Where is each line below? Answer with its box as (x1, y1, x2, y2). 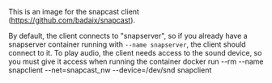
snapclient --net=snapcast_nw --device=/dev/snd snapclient (8, 65, 212, 75)
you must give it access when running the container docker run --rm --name (8, 56, 264, 66)
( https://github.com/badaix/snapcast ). (8, 15, 136, 25)
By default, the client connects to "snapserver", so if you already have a (8, 31, 249, 40)
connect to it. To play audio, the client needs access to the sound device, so (8, 48, 262, 57)
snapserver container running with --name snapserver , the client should (8, 39, 246, 49)
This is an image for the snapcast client (8, 7, 140, 16)
